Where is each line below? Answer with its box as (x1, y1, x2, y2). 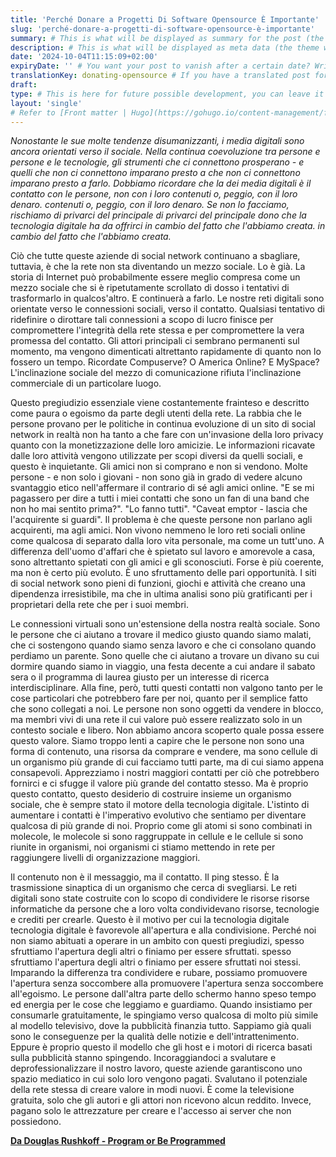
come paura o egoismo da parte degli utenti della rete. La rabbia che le (10, 407, 302, 420)
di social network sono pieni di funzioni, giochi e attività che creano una (10, 577, 306, 590)
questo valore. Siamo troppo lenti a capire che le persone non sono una (10, 735, 305, 747)
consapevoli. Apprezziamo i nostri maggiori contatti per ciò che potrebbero (10, 767, 320, 779)
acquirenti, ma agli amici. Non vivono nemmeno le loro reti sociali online (10, 524, 306, 536)
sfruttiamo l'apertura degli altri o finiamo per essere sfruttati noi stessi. (10, 956, 302, 968)
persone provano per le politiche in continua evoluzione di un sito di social (10, 418, 316, 430)
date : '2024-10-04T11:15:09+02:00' (10, 52, 159, 62)
